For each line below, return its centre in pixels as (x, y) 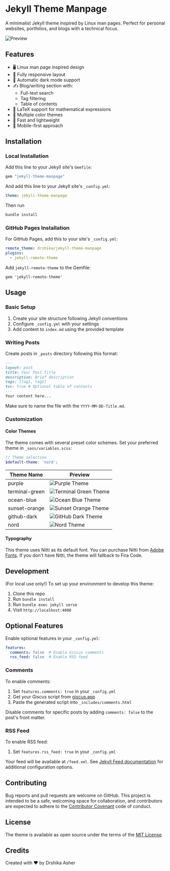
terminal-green (26, 491)
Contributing (26, 783)
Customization (24, 419)
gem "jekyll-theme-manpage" (35, 177)
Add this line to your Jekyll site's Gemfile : (49, 167)
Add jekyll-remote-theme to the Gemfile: (48, 267)
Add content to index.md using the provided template (68, 329)
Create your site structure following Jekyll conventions (70, 318)
